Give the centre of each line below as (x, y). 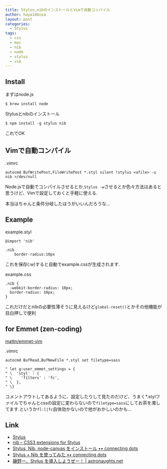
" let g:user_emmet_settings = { (40, 369)
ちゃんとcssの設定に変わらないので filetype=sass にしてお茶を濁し (92, 403)
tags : (11, 33)
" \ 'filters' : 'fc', (32, 378)
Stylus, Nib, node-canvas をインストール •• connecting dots (75, 448)
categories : (18, 24)
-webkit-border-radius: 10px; (41, 288)
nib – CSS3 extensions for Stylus (46, 442)
